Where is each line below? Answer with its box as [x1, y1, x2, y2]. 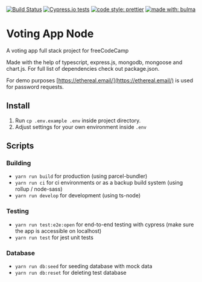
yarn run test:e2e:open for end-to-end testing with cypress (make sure [14, 221, 194, 228]
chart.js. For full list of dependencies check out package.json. [6, 65, 160, 72]
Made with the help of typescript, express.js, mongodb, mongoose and [6, 58, 183, 66]
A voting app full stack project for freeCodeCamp [6, 47, 129, 54]
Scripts [6, 141, 34, 151]
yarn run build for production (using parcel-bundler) [14, 172, 148, 180]
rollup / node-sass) [14, 185, 63, 193]
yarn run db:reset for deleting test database [14, 269, 127, 277]
